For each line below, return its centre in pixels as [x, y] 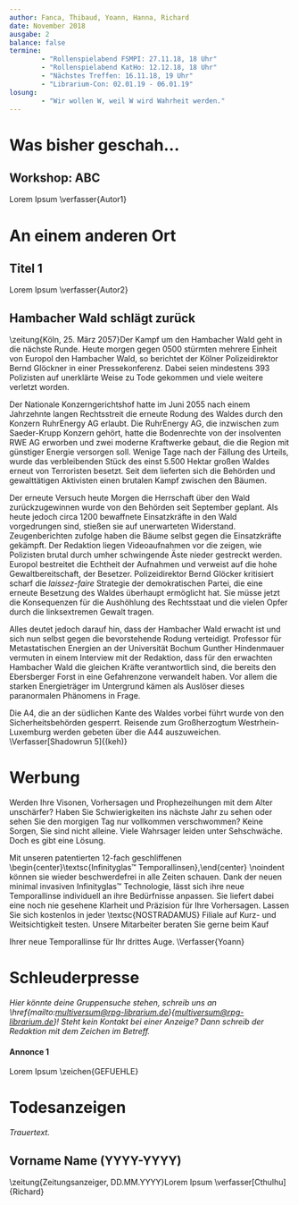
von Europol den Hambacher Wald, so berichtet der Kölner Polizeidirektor [144, 359]
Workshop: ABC [55, 178]
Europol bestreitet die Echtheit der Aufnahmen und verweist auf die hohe [143, 564]
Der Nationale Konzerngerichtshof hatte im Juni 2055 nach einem [130, 404]
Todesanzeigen [68, 1108]
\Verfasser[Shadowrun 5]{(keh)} [68, 742]
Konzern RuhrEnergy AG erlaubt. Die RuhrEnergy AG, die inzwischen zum [144, 424]
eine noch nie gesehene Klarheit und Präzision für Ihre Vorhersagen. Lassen [149, 905]
